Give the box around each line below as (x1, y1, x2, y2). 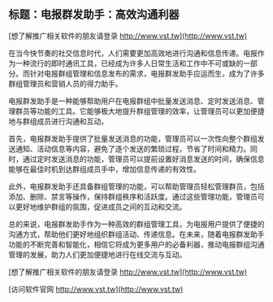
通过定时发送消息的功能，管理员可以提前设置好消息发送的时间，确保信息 (22, 154, 265, 164)
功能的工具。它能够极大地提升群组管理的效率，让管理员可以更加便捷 (36, 106, 265, 116)
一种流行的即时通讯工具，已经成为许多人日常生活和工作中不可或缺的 (15, 58, 244, 68)
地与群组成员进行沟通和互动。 (8, 116, 108, 126)
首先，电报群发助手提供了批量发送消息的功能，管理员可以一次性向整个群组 (8, 133, 258, 143)
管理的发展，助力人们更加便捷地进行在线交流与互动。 (8, 249, 187, 259)
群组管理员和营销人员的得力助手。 (8, 78, 123, 88)
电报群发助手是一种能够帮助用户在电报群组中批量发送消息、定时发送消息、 (8, 96, 258, 106)
